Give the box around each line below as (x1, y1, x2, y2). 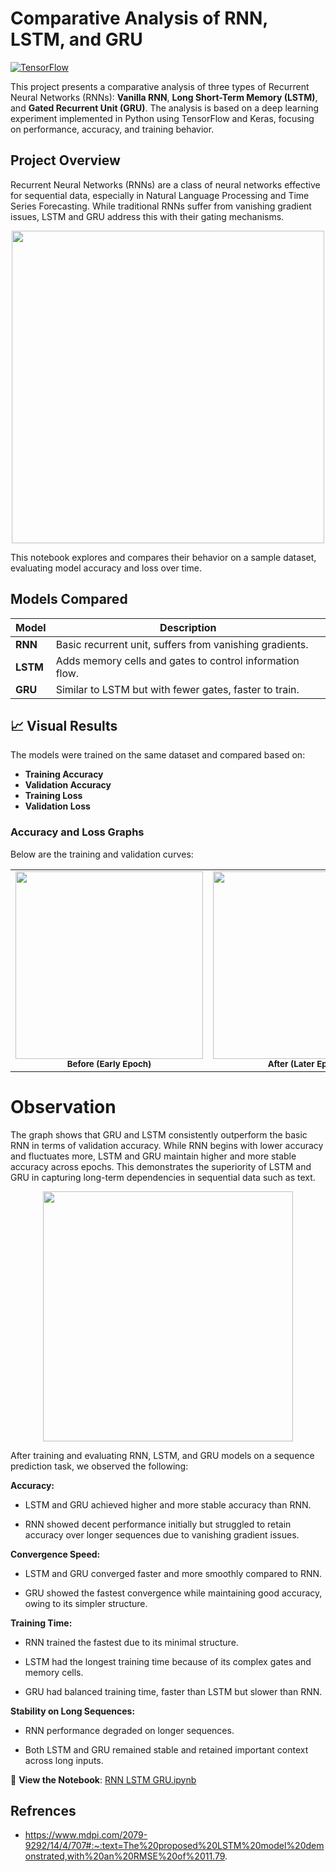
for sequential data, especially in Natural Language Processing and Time (10, 189, 310, 201)
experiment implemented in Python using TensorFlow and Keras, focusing (10, 112, 315, 124)
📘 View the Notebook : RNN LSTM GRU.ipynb (10, 1773, 197, 1786)
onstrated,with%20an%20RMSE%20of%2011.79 (24, 1850, 226, 1862)
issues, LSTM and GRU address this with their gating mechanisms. (10, 210, 285, 222)
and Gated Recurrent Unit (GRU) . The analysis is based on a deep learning (10, 102, 319, 114)
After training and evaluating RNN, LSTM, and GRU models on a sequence (10, 1449, 315, 1461)
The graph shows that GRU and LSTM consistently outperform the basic (10, 1128, 308, 1141)
